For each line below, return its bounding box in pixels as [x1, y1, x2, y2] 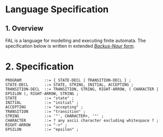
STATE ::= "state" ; [5, 96, 74, 101]
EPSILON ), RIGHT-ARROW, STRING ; [5, 91, 79, 96]
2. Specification [5, 61, 74, 73]
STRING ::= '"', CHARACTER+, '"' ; [5, 113, 104, 119]
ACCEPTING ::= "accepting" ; [5, 104, 83, 109]
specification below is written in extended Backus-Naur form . [5, 43, 135, 49]
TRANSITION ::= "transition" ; [5, 109, 86, 114]
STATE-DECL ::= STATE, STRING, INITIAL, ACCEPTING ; [5, 82, 134, 87]
